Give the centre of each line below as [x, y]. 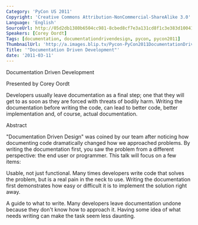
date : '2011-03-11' [30, 55]
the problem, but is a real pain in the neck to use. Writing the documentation [98, 179]
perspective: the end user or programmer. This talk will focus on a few [91, 155]
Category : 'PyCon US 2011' [39, 11]
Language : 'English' [32, 22]
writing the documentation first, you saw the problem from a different [90, 149]
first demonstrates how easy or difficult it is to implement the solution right [97, 186]
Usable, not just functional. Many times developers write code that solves [95, 173]
